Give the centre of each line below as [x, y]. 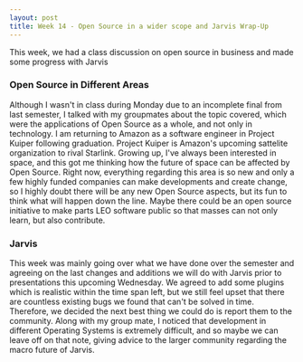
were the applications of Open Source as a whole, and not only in [131, 124]
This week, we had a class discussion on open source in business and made [151, 52]
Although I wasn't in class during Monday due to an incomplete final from [146, 104]
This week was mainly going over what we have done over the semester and [152, 263]
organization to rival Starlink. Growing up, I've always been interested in [143, 152]
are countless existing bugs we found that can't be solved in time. [132, 302]
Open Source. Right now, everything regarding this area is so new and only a [152, 172]
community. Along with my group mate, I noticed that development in [138, 321]
